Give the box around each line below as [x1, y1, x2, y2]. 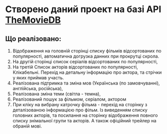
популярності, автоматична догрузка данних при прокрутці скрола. [12, 53, 159, 59]
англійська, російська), [12, 85, 63, 92]
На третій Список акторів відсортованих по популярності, [12, 64, 138, 70]
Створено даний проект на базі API [5, 4, 161, 15]
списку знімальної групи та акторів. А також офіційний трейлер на [12, 118, 157, 123]
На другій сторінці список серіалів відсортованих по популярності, [12, 59, 158, 64]
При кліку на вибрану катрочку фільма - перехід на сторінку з [12, 102, 148, 107]
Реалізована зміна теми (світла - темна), [12, 91, 101, 97]
